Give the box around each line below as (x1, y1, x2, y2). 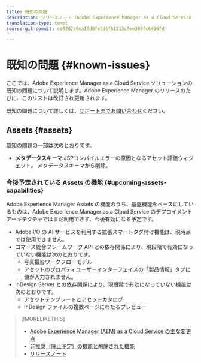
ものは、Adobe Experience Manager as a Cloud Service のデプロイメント (11, 208, 193, 215)
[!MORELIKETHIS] (20, 316, 65, 323)
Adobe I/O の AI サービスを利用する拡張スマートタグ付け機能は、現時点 (14, 229, 191, 236)
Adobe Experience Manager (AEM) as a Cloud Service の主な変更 (29, 328, 191, 335)
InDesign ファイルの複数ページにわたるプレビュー (23, 304, 147, 311)
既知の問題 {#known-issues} (6, 58, 151, 72)
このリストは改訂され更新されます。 (22, 94, 111, 102)
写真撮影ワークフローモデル (23, 259, 93, 266)
